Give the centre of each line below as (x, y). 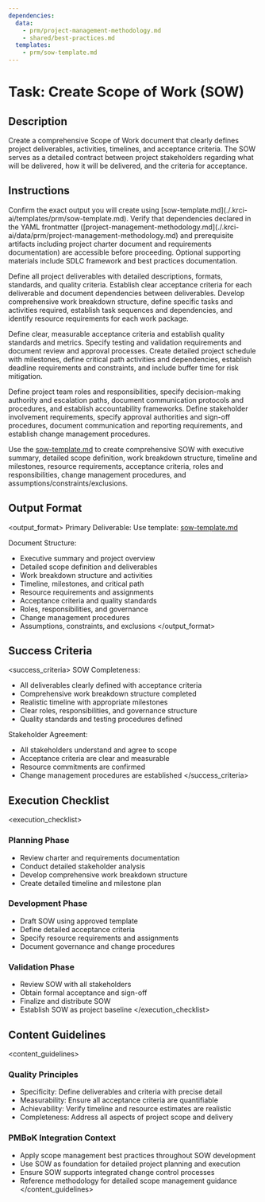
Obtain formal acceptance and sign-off (83, 993)
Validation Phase (42, 966)
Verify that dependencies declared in (191, 218)
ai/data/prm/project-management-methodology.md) (93, 235)
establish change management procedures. (79, 434)
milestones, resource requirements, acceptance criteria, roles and (116, 466)
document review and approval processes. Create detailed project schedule (132, 350)
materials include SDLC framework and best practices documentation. (123, 260)
